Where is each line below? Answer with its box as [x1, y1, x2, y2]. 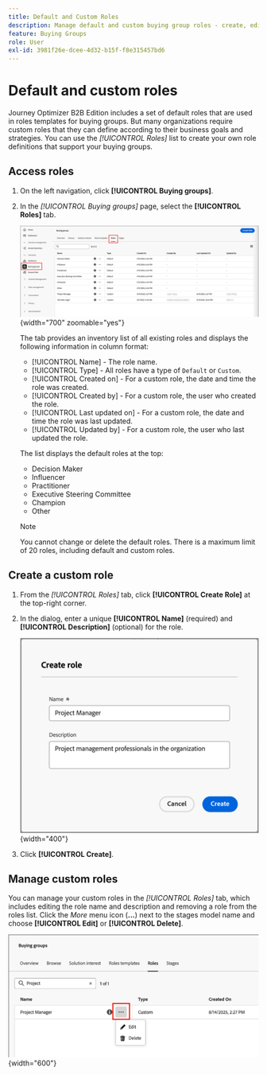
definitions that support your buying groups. [8, 142, 153, 151]
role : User [8, 38, 44, 46]
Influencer [31, 472, 66, 481]
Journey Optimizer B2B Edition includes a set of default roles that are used [8, 108, 253, 118]
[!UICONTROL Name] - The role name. [31, 356, 158, 366]
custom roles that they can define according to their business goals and [8, 125, 244, 134]
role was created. [31, 382, 89, 391]
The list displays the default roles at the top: [19, 448, 164, 458]
